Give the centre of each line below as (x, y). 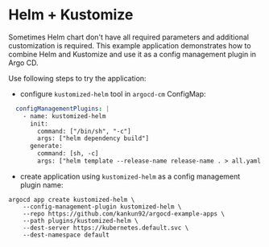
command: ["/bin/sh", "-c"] (84, 131)
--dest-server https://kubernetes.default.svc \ (106, 228)
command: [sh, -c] (68, 154)
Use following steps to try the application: (77, 78)
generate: (46, 146)
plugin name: (41, 185)
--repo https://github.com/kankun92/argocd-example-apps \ (124, 214)
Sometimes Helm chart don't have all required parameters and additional (129, 37)
